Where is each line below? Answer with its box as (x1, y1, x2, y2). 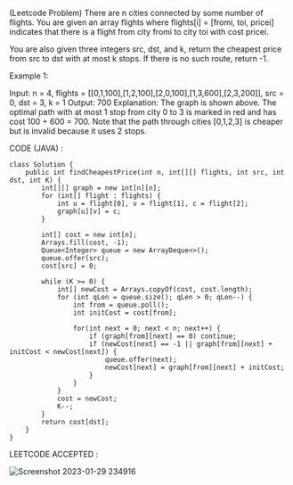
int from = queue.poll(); (72, 300, 169, 309)
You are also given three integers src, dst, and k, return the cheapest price (9, 44, 282, 54)
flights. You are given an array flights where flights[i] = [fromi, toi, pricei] (9, 17, 274, 28)
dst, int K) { (9, 176, 62, 185)
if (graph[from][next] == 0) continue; (88, 332, 238, 341)
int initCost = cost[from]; (72, 308, 177, 317)
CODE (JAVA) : (9, 143, 64, 153)
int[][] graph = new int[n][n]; (41, 184, 162, 193)
